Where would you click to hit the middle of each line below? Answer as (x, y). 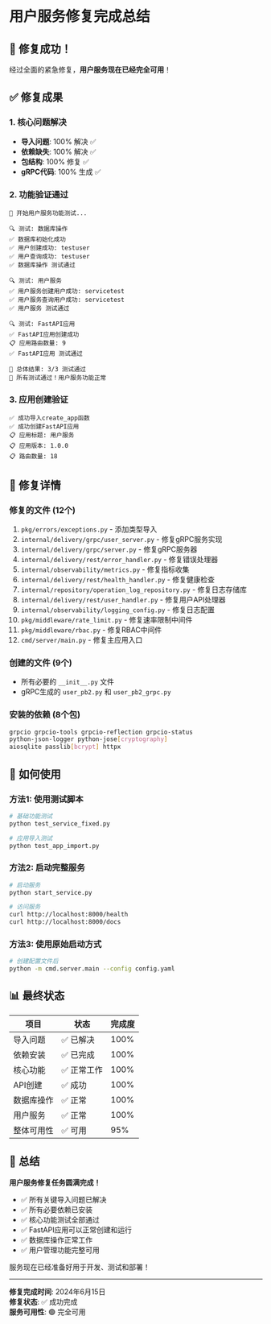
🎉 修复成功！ (40, 49)
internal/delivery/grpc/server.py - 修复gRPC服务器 (109, 549)
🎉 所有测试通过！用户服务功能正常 (58, 378)
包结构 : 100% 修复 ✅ (55, 161)
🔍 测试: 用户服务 (36, 280)
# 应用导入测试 (31, 838)
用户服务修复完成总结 (80, 17)
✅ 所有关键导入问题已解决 (64, 1199)
